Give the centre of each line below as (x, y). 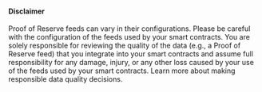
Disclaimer (27, 11)
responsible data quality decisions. (65, 79)
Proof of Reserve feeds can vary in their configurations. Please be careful (129, 29)
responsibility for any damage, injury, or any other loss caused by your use (131, 63)
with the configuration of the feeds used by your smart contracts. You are (129, 37)
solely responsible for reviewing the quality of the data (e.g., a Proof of (125, 46)
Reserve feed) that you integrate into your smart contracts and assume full (131, 54)
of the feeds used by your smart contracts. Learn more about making (122, 71)
